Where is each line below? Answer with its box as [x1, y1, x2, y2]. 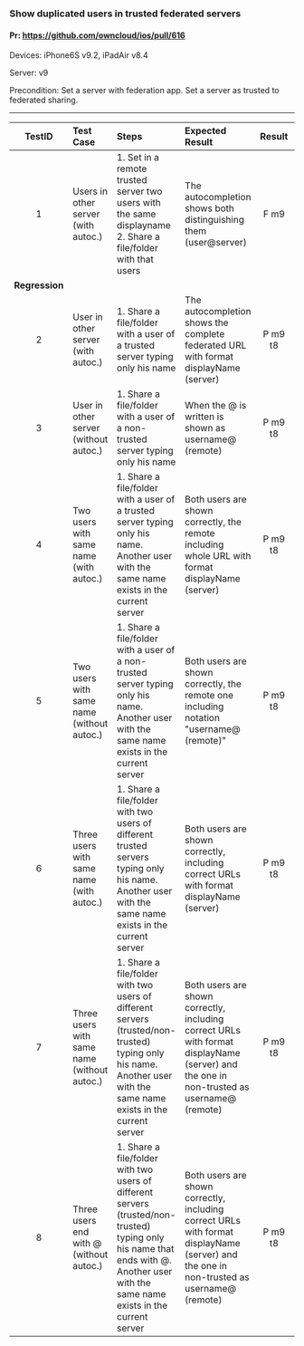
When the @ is [185, 399, 247, 412]
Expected [185, 125, 227, 138]
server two [116, 185, 163, 197]
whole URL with [185, 550, 252, 562]
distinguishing [185, 214, 244, 226]
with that [116, 253, 154, 265]
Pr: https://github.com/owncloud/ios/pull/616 [9, 30, 185, 41]
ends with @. [116, 1254, 172, 1266]
